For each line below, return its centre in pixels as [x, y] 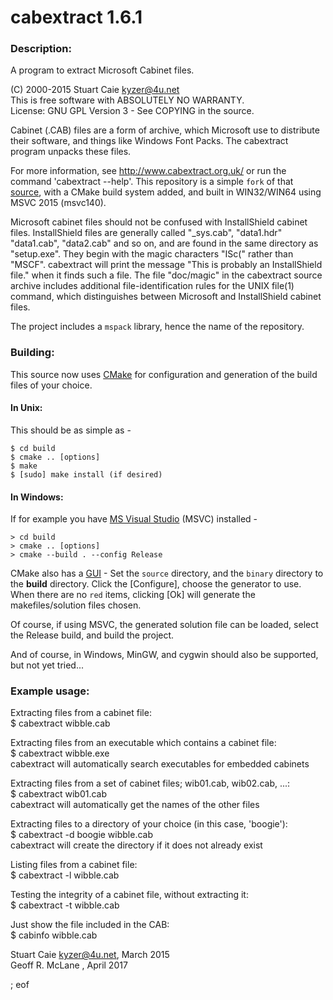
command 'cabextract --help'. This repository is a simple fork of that [152, 182]
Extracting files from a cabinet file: [81, 713]
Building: [32, 353]
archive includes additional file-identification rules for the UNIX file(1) [152, 286]
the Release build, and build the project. [92, 635]
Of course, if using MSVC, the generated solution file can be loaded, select [164, 625]
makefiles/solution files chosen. [76, 605]
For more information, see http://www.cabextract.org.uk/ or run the [148, 171]
